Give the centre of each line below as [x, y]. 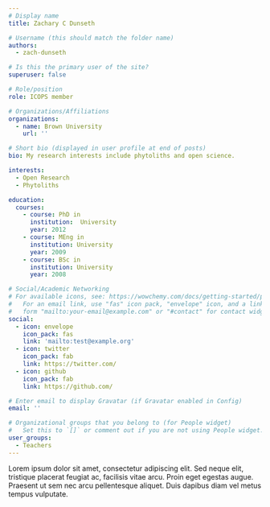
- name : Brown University [59, 126]
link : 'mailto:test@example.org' [79, 342]
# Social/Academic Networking [59, 289]
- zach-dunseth [41, 53]
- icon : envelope [45, 327]
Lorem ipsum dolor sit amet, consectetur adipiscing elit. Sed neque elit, [126, 468]
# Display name [34, 16]
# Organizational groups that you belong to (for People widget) [120, 423]
